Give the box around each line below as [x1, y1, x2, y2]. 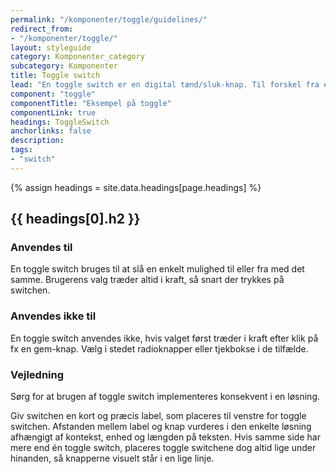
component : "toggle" [10, 89, 97, 99]
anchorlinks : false [10, 126, 92, 136]
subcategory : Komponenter [10, 61, 118, 71]
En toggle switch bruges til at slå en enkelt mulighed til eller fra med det [10, 263, 305, 275]
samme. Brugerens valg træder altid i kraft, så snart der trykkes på [10, 274, 285, 286]
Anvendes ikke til [10, 309, 97, 323]
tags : [10, 145, 33, 155]
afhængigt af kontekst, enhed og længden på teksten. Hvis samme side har [10, 431, 321, 443]
